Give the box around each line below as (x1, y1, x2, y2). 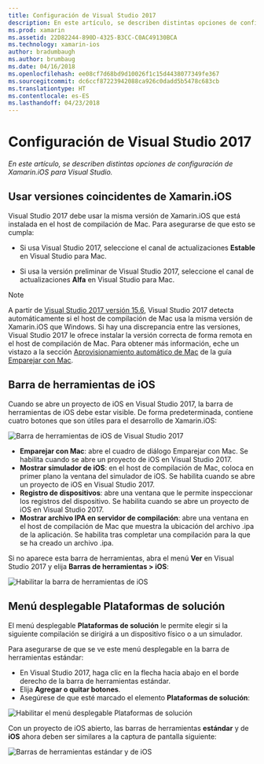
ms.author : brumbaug (8, 56, 76, 64)
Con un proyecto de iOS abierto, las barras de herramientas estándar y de (8, 723, 249, 733)
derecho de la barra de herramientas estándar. (19, 676, 171, 685)
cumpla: (8, 227, 35, 237)
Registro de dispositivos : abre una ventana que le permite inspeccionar (19, 488, 253, 498)
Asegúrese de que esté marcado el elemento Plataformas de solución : (19, 692, 250, 702)
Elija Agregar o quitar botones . (19, 685, 121, 694)
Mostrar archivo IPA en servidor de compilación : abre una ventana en (19, 512, 249, 523)
